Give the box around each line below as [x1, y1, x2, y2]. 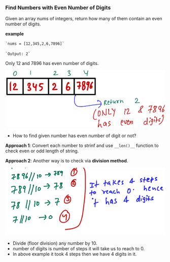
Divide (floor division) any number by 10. [12, 240, 97, 246]
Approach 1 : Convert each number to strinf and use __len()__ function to [5, 142, 159, 148]
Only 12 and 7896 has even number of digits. [5, 60, 99, 67]
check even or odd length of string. [5, 148, 79, 154]
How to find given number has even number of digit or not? [12, 133, 137, 139]
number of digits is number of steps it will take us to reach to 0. [12, 246, 145, 252]
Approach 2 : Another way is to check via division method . [5, 157, 128, 163]
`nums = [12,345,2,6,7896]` [5, 41, 65, 47]
